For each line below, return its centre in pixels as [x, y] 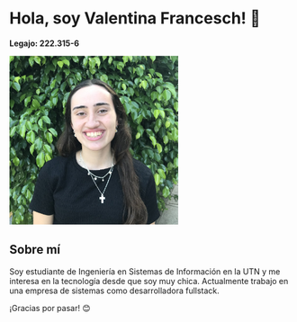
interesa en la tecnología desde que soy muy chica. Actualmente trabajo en [149, 281]
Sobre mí [35, 250]
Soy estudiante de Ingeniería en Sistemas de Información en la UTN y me [145, 271]
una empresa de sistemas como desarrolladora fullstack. [115, 291]
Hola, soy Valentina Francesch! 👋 [135, 18]
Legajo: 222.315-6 [44, 43]
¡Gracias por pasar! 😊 [50, 308]
